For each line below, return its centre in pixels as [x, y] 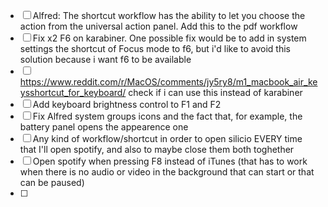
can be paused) [52, 182]
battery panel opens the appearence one [104, 127]
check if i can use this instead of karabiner [215, 92]
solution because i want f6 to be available [105, 59]
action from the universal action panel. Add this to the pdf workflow [158, 26]
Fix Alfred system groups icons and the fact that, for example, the [167, 116]
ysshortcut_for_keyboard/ [73, 92]
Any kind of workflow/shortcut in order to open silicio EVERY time [167, 138]
